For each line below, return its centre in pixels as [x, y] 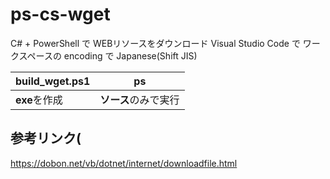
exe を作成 [39, 100]
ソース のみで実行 [139, 100]
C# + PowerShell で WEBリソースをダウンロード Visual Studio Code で [155, 43]
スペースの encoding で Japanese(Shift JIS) [108, 55]
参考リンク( [46, 138]
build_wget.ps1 [53, 81]
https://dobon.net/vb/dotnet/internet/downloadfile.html [124, 163]
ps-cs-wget [60, 14]
